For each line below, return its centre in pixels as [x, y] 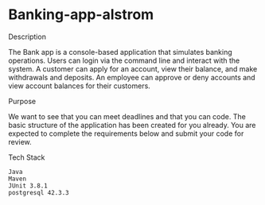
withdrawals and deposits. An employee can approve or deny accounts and [132, 77]
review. [20, 141]
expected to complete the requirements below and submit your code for [126, 133]
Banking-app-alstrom [81, 15]
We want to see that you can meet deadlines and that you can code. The [127, 116]
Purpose [22, 101]
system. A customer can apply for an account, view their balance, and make [133, 68]
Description [27, 37]
